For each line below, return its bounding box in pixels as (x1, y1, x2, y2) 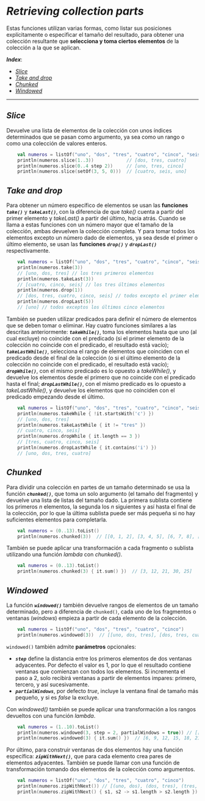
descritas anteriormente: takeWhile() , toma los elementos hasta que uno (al (6, 328, 197, 335)
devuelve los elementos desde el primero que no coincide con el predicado (6, 374, 196, 381)
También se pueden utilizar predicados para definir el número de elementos (6, 315, 197, 322)
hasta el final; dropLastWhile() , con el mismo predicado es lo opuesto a (6, 380, 186, 387)
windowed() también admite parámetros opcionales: (6, 643, 136, 650)
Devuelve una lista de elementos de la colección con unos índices (6, 126, 172, 134)
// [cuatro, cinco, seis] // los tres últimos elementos (17, 281, 165, 288)
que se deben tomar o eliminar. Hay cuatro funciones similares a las (6, 322, 177, 329)
